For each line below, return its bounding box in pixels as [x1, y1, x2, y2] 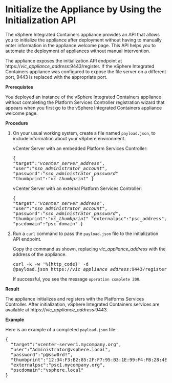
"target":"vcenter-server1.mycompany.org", [10, 342, 122, 347]
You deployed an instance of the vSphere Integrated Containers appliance [5, 94, 161, 100]
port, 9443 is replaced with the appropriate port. [5, 74, 107, 80]
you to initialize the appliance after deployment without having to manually [5, 37, 162, 43]
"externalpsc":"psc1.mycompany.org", [10, 362, 105, 368]
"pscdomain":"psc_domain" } [12, 221, 83, 226]
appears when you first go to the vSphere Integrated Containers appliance [5, 104, 162, 111]
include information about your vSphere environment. [12, 135, 126, 141]
